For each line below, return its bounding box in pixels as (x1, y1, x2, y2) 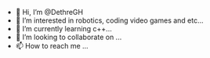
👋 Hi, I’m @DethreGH (15, 8, 84, 16)
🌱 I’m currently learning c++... (15, 24, 112, 33)
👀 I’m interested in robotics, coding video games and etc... (15, 16, 204, 25)
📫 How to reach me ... (15, 42, 89, 50)
